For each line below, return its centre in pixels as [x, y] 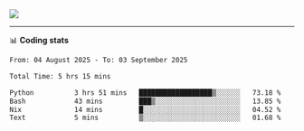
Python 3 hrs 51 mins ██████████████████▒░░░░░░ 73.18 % [145, 93]
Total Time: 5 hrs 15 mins [60, 76]
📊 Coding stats [39, 40]
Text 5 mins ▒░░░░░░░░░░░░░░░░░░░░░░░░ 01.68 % [145, 118]
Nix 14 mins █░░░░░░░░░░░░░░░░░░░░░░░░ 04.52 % [145, 109]
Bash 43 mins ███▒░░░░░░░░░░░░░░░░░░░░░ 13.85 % [145, 101]
